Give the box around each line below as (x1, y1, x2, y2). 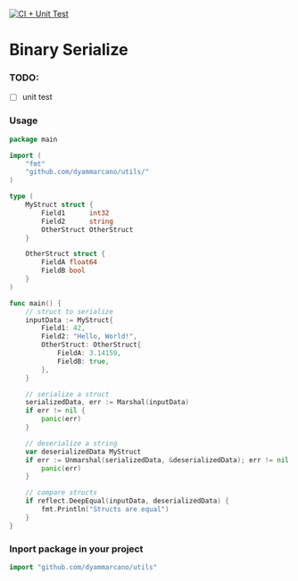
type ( (9, 192, 34, 201)
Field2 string (41, 217, 114, 226)
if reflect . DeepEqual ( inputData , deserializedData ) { (25, 496, 229, 506)
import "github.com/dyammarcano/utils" (9, 563, 158, 572)
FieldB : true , (56, 357, 110, 366)
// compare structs (25, 488, 98, 497)
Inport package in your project (9, 543, 144, 555)
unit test (21, 92, 53, 103)
